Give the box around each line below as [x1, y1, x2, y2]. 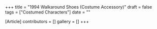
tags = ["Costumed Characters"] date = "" [5, 9, 91, 15]
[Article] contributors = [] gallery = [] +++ [5, 19, 90, 24]
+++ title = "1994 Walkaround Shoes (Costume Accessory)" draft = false [5, 4, 153, 10]
